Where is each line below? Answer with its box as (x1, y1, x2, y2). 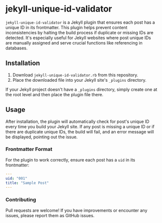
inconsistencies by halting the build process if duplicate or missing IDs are (5, 30, 154, 35)
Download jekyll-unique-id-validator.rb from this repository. (12, 72, 138, 78)
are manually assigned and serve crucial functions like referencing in (5, 40, 143, 45)
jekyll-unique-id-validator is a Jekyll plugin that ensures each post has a (5, 19, 155, 25)
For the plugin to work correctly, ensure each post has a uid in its (5, 157, 135, 163)
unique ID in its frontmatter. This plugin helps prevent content (5, 24, 128, 30)
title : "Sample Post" (5, 180, 49, 185)
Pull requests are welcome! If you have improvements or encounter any (5, 207, 147, 213)
